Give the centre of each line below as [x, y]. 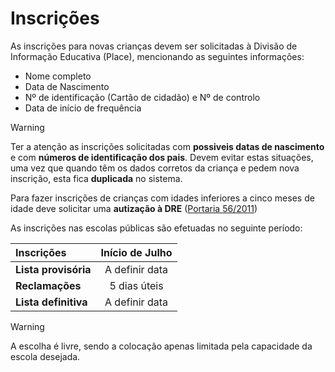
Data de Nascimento [67, 86]
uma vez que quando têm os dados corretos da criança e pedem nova [155, 168]
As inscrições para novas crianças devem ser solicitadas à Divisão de [154, 46]
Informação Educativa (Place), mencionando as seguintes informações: [157, 56]
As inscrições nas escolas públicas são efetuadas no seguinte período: [156, 228]
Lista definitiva [51, 302]
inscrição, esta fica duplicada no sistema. [96, 178]
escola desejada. [45, 356]
